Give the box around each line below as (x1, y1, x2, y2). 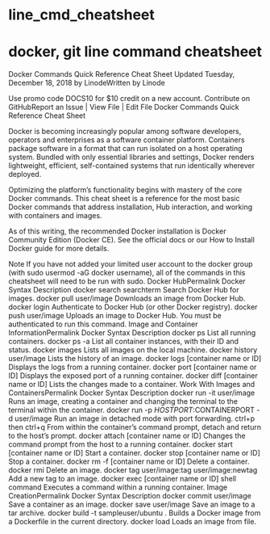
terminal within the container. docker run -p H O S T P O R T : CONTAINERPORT (8, 406, 255, 415)
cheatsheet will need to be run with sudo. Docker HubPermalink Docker (8, 276, 246, 286)
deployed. (8, 170, 42, 179)
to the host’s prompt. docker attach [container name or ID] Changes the (8, 431, 246, 441)
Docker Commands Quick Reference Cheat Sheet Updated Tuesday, (8, 69, 235, 79)
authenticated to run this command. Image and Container (8, 319, 198, 329)
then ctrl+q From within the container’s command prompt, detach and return (8, 423, 262, 432)
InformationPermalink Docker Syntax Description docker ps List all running (8, 328, 256, 338)
